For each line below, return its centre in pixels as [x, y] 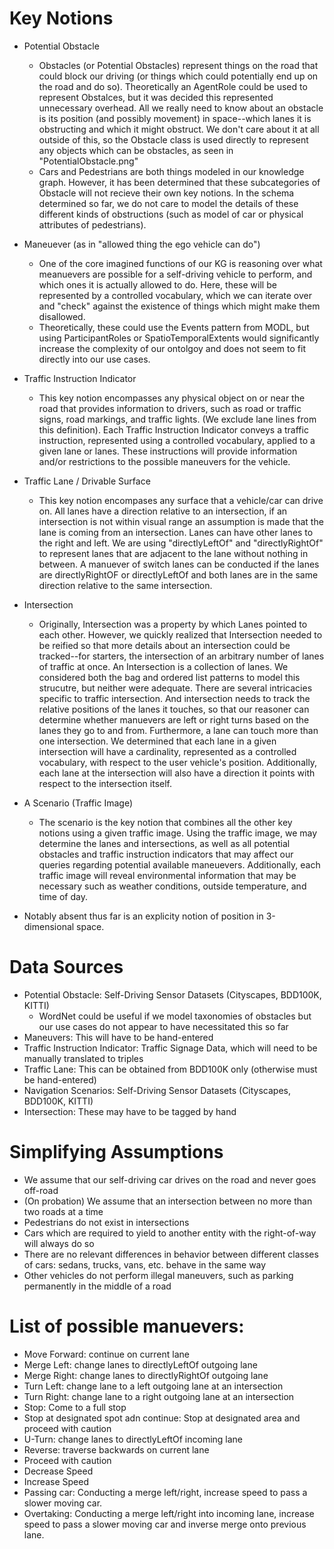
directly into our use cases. [94, 359]
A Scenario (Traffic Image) [78, 803]
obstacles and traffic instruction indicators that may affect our [166, 854]
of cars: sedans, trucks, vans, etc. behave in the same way [145, 1264]
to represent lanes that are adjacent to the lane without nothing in [173, 553]
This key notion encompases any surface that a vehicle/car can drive [181, 500]
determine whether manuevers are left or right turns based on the [174, 719]
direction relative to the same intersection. [125, 585]
